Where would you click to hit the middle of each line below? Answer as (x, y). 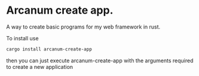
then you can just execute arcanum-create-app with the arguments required (100, 61)
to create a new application (40, 66)
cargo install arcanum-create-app (49, 49)
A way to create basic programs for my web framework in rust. (83, 27)
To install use (22, 38)
